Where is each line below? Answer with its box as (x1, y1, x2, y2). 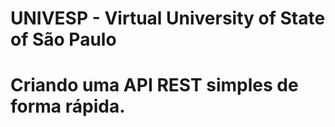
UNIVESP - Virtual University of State (10, 7, 326, 30)
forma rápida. (10, 95, 126, 118)
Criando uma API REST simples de (10, 74, 299, 97)
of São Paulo (10, 28, 117, 51)
